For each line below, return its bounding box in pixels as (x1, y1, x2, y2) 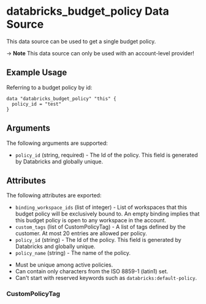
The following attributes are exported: (6, 192, 102, 199)
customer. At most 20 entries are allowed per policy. (15, 230, 147, 237)
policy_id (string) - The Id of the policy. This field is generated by (15, 236, 182, 244)
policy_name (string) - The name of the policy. (15, 249, 131, 257)
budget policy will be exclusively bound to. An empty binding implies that (15, 210, 200, 217)
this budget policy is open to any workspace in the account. (15, 217, 167, 224)
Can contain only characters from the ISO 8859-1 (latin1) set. (15, 268, 169, 275)
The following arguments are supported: (6, 139, 109, 147)
